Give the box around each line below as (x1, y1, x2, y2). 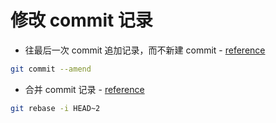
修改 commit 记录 (10, 9, 153, 32)
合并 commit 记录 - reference (24, 83, 145, 95)
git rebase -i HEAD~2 (10, 103, 101, 113)
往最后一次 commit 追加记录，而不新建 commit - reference (24, 44, 266, 56)
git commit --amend (10, 64, 92, 74)
